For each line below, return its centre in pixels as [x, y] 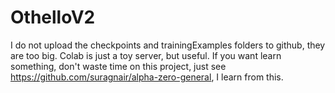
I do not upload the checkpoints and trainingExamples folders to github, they [168, 45]
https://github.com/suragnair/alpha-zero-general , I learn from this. [147, 77]
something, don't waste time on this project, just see [118, 66]
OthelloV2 [53, 17]
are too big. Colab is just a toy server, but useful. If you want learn [146, 55]
